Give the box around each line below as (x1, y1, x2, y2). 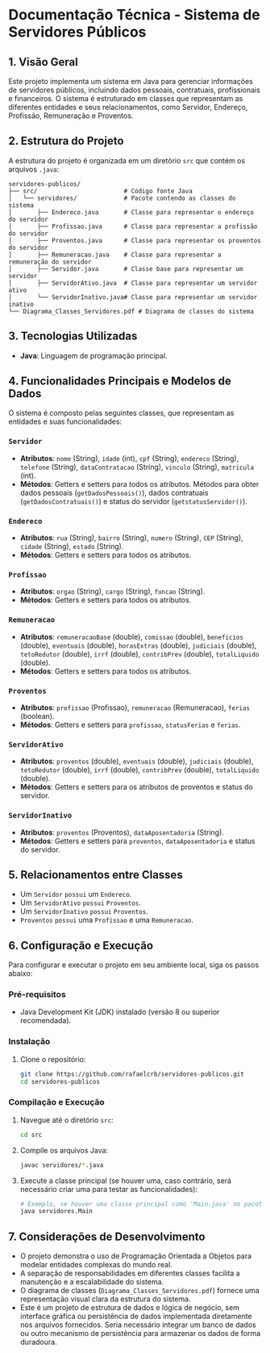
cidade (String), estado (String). (19, 542, 124, 552)
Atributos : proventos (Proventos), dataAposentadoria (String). (19, 827, 224, 837)
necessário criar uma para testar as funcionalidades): (19, 1184, 198, 1194)
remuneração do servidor (8, 257, 92, 266)
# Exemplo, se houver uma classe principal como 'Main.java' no (19, 1199, 241, 1208)
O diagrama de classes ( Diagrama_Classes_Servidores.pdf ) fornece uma (19, 1286, 260, 1296)
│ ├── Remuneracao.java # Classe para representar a (8, 251, 222, 259)
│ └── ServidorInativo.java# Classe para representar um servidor (8, 293, 258, 301)
